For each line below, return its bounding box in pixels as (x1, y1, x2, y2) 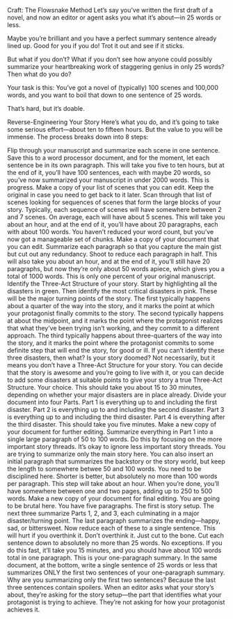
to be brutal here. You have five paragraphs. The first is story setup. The (7, 502, 214, 510)
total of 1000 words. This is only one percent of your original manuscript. (7, 272, 216, 280)
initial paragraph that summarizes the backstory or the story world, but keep (7, 457, 225, 466)
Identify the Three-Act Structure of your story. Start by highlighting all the (7, 280, 218, 288)
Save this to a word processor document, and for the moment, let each (7, 153, 210, 162)
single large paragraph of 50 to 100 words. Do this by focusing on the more (7, 435, 223, 443)
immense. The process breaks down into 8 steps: (7, 132, 149, 141)
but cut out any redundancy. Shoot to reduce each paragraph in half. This (7, 250, 218, 258)
